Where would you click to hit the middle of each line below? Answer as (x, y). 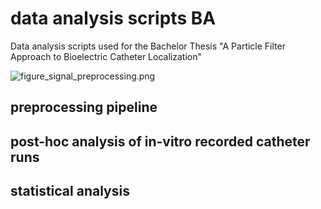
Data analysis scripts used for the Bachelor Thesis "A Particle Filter (148, 46)
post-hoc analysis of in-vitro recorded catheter (160, 141)
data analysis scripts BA (113, 18)
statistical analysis (70, 191)
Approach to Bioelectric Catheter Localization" (106, 56)
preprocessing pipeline (84, 107)
